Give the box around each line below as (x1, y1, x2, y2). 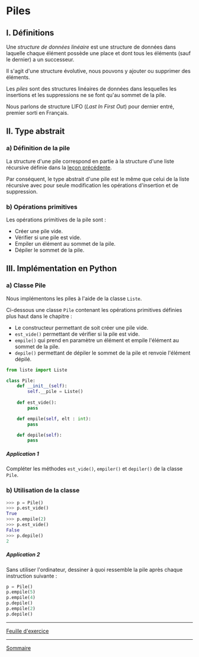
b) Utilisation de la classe (6, 487, 80, 495)
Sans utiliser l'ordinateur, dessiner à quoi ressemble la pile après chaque (6, 566, 183, 573)
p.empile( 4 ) (6, 595, 36, 601)
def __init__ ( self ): (17, 383, 68, 389)
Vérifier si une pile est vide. (14, 234, 82, 241)
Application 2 (6, 551, 40, 558)
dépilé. (14, 355, 32, 362)
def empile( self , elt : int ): (17, 416, 92, 421)
